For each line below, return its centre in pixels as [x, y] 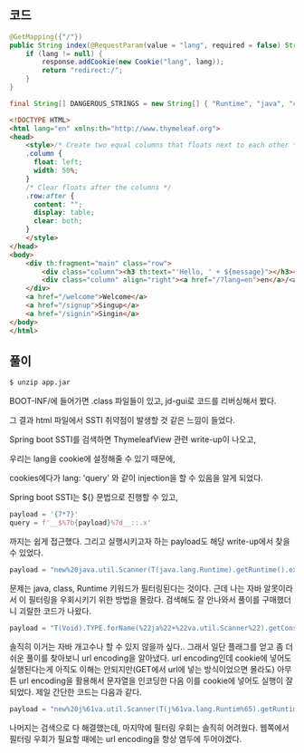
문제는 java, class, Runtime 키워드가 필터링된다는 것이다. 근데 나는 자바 [136, 588]
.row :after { [50, 196]
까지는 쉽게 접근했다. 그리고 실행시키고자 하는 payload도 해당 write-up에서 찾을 [150, 541]
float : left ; [58, 162]
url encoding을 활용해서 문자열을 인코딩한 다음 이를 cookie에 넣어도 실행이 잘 [156, 681]
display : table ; [64, 213]
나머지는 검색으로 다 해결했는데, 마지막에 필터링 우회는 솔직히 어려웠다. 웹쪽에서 [149, 728]
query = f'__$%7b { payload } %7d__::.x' [81, 523]
